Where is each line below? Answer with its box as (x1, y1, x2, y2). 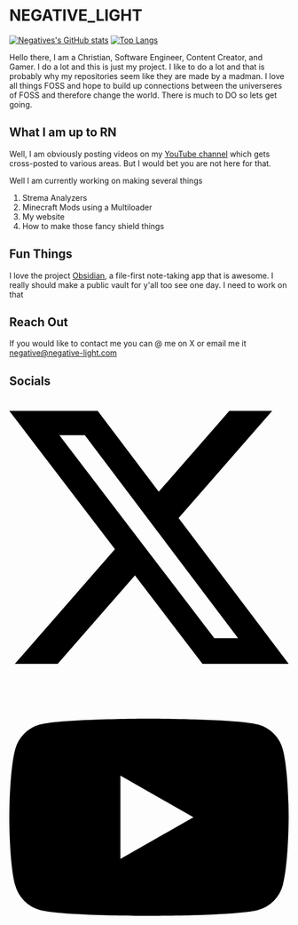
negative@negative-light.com (9, 347, 118, 358)
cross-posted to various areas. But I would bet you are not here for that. (9, 157, 272, 169)
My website (21, 211, 65, 222)
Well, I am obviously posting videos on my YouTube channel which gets (9, 148, 271, 159)
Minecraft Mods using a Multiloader (21, 202, 153, 212)
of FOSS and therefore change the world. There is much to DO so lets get (9, 90, 278, 100)
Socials (9, 373, 51, 388)
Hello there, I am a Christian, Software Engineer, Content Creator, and (9, 52, 263, 62)
